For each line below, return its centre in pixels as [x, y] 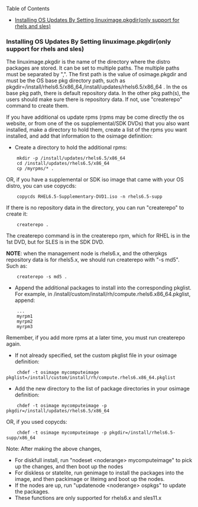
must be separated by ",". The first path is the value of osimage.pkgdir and [97, 74]
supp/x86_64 [21, 438]
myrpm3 [25, 327]
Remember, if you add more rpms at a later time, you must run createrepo [95, 338]
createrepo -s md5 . [42, 277]
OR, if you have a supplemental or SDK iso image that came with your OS [95, 180]
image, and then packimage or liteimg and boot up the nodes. [90, 479]
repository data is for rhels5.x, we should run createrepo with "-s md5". [93, 260]
